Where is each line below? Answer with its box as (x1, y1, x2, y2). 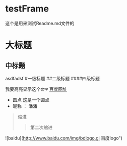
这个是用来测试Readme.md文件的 (5, 20, 75, 26)
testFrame (5, 3, 49, 15)
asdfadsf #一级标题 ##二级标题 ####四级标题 (5, 75, 100, 81)
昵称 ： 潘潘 (12, 103, 38, 109)
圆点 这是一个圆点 (12, 96, 49, 103)
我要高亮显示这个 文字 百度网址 (5, 86, 67, 92)
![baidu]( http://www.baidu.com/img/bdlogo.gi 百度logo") (5, 135, 122, 141)
